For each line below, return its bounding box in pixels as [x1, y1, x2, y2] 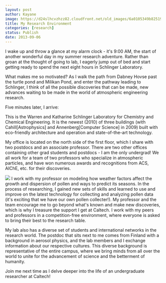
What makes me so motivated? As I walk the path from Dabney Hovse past [5, 74, 157, 80]
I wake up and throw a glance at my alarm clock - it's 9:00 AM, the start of [5, 48, 157, 54]
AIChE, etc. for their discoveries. [5, 165, 71, 171]
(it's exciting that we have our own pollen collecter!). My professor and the [5, 196, 157, 202]
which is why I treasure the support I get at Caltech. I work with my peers [5, 207, 154, 213]
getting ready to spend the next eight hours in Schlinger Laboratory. [5, 64, 143, 70]
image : [5, 16, 19, 21]
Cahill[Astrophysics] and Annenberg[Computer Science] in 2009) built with [5, 124, 158, 130]
